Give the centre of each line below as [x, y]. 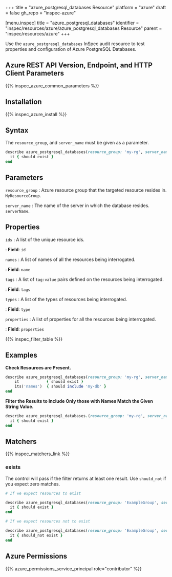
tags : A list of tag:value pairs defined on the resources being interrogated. [84, 279]
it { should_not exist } [36, 535]
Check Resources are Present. [38, 367]
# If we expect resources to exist [43, 493]
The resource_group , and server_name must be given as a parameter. [77, 143]
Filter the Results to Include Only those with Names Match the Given [79, 401]
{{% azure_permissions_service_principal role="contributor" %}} [73, 569]
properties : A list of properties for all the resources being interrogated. [81, 319]
